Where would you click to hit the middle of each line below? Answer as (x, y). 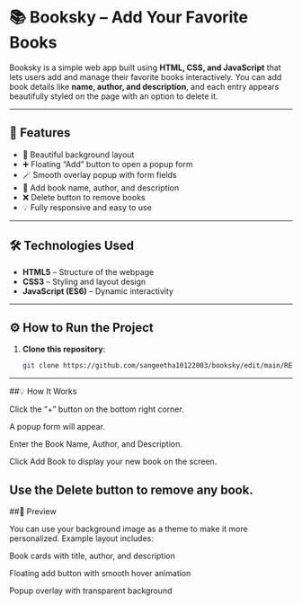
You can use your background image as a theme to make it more (129, 529)
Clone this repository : (64, 349)
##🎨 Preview (33, 512)
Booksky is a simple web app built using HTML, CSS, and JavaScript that (145, 67)
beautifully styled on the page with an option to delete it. (114, 96)
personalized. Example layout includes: (82, 538)
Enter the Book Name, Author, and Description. (96, 444)
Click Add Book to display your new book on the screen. (113, 462)
